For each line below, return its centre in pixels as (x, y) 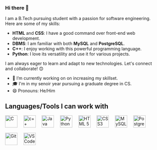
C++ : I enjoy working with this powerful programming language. (77, 49)
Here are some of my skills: (33, 24)
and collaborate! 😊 (24, 69)
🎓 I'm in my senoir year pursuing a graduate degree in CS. (72, 84)
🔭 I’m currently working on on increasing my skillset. (65, 78)
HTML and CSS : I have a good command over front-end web (74, 33)
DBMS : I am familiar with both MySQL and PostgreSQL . (68, 44)
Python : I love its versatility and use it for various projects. (71, 54)
